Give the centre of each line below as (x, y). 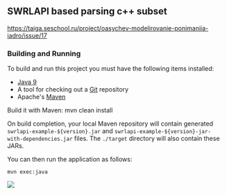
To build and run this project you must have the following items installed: (111, 69)
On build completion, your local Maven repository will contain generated (110, 124)
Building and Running (44, 53)
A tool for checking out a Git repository (73, 90)
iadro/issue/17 (27, 35)
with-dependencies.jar (40, 139)
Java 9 (27, 82)
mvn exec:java (28, 172)
